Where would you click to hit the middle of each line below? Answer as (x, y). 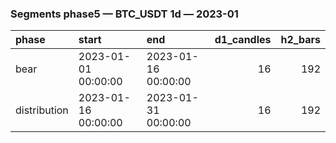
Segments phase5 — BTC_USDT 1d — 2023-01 (124, 14)
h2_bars (300, 40)
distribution (42, 110)
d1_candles (243, 40)
